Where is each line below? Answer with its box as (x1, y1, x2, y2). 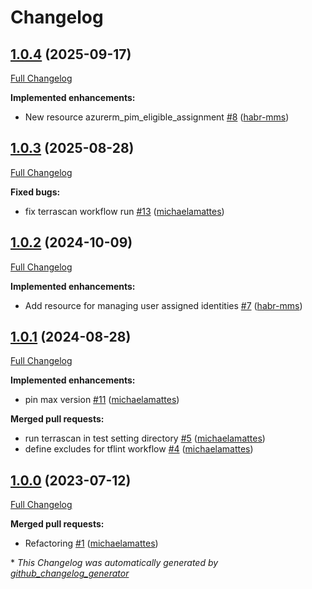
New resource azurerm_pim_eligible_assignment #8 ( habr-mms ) (24, 111, 290, 123)
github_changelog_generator (10, 567, 130, 580)
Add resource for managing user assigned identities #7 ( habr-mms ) (24, 299, 303, 311)
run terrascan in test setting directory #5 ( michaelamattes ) (24, 432, 266, 445)
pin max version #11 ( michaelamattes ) (24, 394, 180, 406)
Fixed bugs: (10, 186, 61, 198)
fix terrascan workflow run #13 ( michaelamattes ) (24, 205, 225, 217)
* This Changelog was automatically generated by (10, 557, 219, 569)
